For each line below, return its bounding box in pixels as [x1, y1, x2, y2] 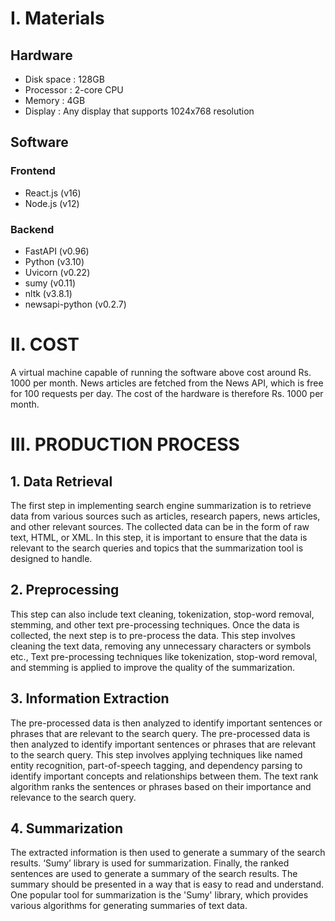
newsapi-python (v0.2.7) [24, 298, 127, 310]
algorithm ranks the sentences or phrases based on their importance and [10, 780, 312, 792]
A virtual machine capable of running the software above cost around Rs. [10, 366, 312, 378]
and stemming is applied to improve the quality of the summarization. [10, 661, 296, 673]
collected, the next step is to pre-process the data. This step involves [10, 629, 296, 641]
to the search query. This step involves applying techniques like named [10, 748, 303, 761]
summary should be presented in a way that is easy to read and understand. [10, 878, 325, 891]
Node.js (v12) [24, 197, 80, 209]
